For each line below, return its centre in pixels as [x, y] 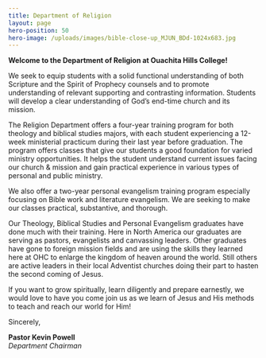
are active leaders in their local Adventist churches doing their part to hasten [133, 266]
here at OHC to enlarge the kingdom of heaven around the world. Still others [133, 257]
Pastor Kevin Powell [42, 337]
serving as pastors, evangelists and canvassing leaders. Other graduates [127, 240]
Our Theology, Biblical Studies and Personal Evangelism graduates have [126, 224]
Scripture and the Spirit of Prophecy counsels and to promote [109, 84]
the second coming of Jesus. [56, 274]
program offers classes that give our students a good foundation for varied [130, 150]
